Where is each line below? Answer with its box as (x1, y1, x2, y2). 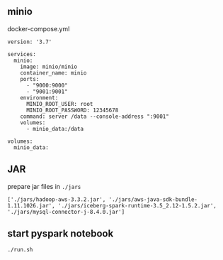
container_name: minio (20, 69, 87, 77)
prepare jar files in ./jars (7, 182, 81, 190)
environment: (20, 94, 59, 102)
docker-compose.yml (7, 24, 70, 33)
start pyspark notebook (7, 227, 114, 240)
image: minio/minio (20, 63, 78, 70)
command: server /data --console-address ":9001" (20, 113, 170, 120)
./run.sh (7, 247, 33, 254)
